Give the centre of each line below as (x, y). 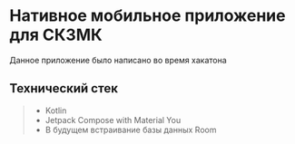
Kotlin (56, 110)
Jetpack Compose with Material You (113, 120)
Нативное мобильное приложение (147, 16)
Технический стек (64, 88)
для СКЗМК (56, 35)
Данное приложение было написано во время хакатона (118, 60)
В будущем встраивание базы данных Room (131, 130)
